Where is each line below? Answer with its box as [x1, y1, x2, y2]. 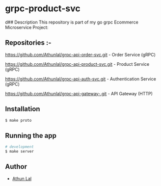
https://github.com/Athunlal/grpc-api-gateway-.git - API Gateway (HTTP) [5, 90, 153, 96]
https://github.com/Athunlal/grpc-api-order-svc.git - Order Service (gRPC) [5, 52, 156, 57]
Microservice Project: [5, 24, 49, 30]
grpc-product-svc [5, 3, 80, 14]
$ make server [5, 149, 34, 154]
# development [5, 144, 34, 150]
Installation [5, 105, 40, 113]
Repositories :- [5, 39, 52, 47]
